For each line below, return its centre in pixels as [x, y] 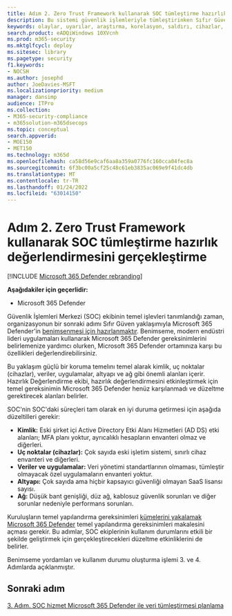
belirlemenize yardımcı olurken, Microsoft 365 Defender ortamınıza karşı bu [115, 346]
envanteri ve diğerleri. [48, 460]
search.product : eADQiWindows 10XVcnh [63, 33]
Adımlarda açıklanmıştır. [41, 567]
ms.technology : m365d [38, 155]
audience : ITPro [30, 104]
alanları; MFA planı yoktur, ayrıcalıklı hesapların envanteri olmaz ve [111, 438]
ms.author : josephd [35, 78]
